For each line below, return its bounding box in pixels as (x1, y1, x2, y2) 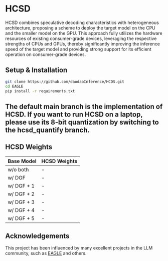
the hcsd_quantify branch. (5, 125, 90, 134)
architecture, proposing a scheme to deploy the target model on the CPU (5, 24, 155, 30)
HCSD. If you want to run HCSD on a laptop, (5, 110, 143, 118)
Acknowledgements (5, 231, 70, 240)
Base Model (8, 157, 37, 164)
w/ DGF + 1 (8, 182, 35, 189)
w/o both (8, 166, 29, 173)
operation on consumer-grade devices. (5, 51, 86, 57)
